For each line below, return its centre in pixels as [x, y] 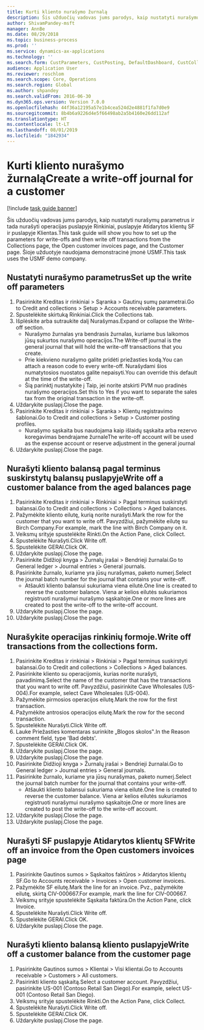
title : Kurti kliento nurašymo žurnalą [57, 12]
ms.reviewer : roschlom [35, 74]
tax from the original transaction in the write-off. [84, 398]
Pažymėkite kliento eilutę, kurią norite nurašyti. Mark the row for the [99, 515]
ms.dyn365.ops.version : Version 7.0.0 [56, 102]
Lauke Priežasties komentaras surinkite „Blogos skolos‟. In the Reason [103, 732]
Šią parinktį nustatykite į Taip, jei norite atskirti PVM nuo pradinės [106, 385]
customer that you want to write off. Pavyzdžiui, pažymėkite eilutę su [102, 521]
